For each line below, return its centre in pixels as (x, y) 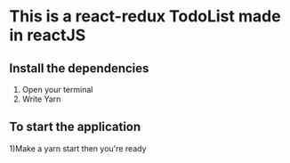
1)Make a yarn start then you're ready (78, 148)
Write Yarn (41, 99)
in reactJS (48, 35)
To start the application (75, 127)
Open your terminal (57, 90)
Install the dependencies (79, 68)
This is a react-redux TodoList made (145, 16)
